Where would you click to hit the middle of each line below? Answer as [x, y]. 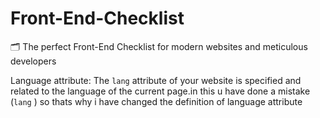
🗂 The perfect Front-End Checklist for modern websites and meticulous [159, 46]
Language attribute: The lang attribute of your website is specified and [156, 80]
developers [33, 61]
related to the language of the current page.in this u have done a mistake [160, 91]
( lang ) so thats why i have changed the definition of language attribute [156, 101]
